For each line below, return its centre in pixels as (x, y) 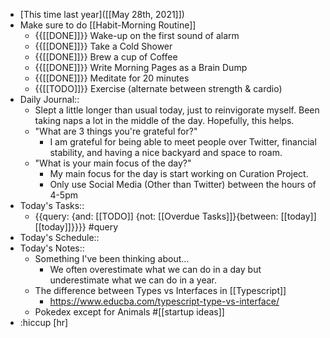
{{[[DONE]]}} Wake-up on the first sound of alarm (137, 35)
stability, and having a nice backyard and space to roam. (166, 152)
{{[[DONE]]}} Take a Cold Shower (103, 46)
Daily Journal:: (49, 99)
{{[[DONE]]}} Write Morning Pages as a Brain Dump (141, 67)
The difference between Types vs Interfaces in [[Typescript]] (160, 290)
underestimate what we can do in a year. (133, 280)
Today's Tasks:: (52, 205)
